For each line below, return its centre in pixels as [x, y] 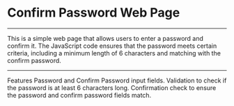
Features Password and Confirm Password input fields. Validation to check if [117, 80]
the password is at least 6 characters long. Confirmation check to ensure [112, 87]
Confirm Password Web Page [94, 13]
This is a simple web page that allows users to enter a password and [106, 38]
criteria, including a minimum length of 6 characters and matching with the [114, 53]
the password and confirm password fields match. [79, 95]
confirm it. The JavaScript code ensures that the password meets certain [112, 46]
